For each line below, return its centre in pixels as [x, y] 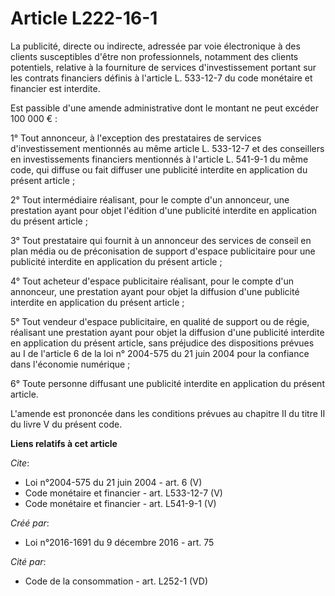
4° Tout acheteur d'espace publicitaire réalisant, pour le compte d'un [152, 281]
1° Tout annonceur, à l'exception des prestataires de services [136, 138]
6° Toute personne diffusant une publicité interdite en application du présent [167, 383]
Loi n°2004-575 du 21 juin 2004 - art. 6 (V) [113, 482]
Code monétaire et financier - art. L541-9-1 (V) [120, 503]
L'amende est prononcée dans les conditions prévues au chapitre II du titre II [168, 413]
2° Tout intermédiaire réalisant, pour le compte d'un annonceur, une [150, 199]
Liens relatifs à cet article [64, 443]
